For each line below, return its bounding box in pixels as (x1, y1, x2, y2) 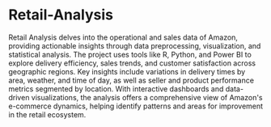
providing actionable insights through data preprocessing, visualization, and (8, 40, 261, 50)
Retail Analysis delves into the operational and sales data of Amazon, (8, 32, 239, 42)
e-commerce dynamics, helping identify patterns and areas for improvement (8, 101, 264, 111)
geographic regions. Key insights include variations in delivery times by (8, 66, 246, 76)
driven (8, 92, 30, 102)
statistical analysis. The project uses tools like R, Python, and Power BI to (8, 49, 252, 59)
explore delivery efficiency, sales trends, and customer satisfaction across (8, 58, 256, 68)
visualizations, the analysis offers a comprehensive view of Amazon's (31, 92, 263, 102)
